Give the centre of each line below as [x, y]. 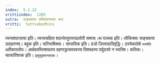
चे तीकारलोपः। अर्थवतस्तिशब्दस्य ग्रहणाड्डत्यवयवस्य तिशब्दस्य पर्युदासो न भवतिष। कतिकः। [74, 50]
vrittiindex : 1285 [26, 15]
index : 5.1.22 [21, 10]
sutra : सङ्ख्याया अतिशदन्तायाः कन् [34, 19]
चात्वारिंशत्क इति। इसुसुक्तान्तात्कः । [32, 55]
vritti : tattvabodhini [30, 24]
